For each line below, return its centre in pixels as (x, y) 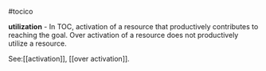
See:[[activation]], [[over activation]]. (69, 59)
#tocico (21, 11)
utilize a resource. (37, 43)
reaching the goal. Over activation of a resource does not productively (123, 35)
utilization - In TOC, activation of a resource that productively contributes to (133, 26)
